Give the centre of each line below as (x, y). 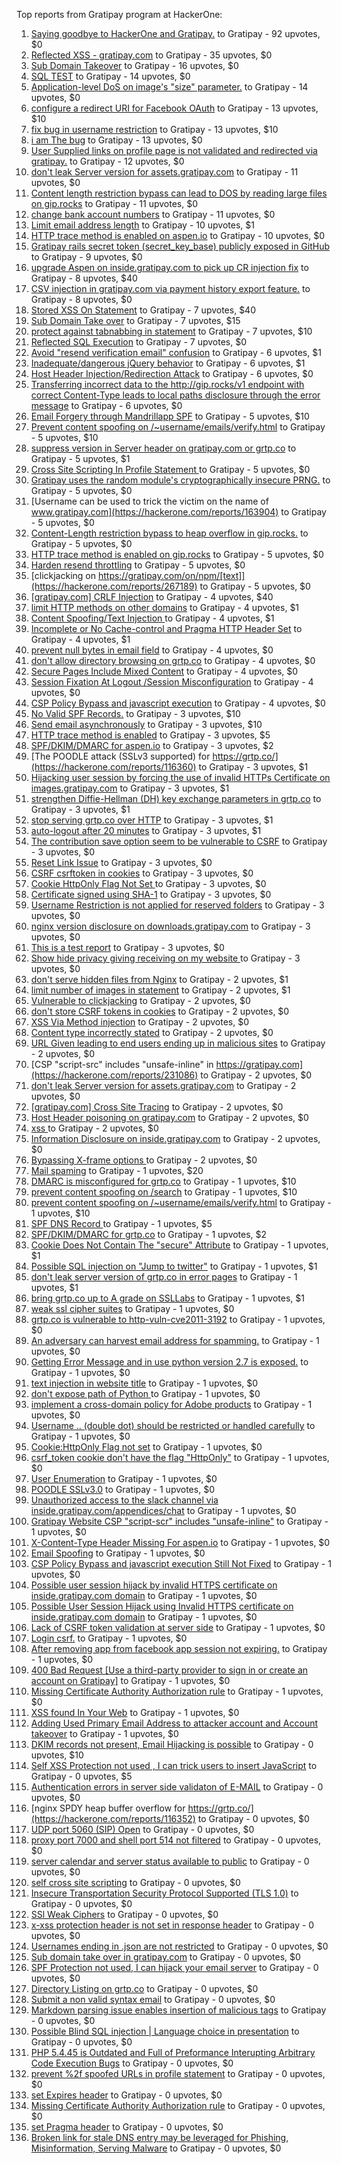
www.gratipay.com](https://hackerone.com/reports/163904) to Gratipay (178, 512)
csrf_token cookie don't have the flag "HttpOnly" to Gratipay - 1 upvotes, (180, 1457)
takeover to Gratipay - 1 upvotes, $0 (104, 1733)
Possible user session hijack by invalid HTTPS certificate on (154, 1585)
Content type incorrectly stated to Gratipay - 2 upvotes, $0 (152, 1032)
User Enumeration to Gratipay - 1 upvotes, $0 (124, 1478)
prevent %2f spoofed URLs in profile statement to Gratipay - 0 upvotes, (178, 2073)
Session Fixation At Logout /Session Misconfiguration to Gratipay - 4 (172, 682)
